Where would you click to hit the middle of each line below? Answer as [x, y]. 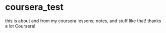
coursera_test [34, 7]
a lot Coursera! [20, 26]
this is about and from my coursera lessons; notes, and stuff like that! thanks [83, 21]
